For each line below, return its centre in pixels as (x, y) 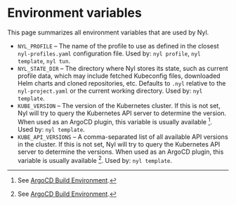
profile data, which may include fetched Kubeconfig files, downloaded (119, 76)
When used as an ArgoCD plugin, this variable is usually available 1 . (115, 121)
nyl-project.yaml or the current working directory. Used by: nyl (110, 91)
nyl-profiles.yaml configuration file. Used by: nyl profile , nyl (109, 53)
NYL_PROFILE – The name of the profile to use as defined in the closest (118, 46)
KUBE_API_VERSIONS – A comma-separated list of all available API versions (123, 137)
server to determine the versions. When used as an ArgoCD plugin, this (120, 152)
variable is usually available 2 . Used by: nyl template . (95, 159)
